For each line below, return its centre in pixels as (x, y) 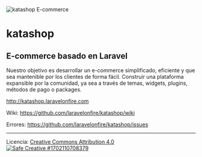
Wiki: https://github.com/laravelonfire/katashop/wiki (71, 113)
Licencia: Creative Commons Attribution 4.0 (60, 142)
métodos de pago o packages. (44, 89)
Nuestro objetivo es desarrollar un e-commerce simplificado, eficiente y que (101, 70)
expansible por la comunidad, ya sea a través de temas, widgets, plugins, (97, 83)
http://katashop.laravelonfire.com (47, 101)
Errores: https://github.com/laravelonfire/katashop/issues (77, 125)
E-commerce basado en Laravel (67, 56)
